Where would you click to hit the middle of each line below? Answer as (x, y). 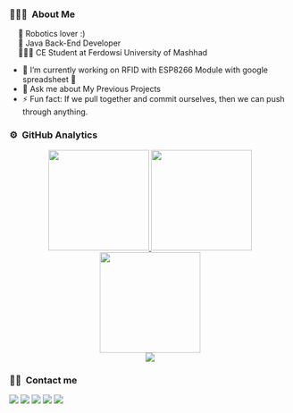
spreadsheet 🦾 (49, 80)
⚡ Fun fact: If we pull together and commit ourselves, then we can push (153, 99)
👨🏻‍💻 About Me (42, 14)
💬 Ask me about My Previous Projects (91, 89)
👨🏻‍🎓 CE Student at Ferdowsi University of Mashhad (113, 53)
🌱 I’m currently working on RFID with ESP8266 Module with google (145, 70)
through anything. (55, 112)
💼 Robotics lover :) (51, 34)
